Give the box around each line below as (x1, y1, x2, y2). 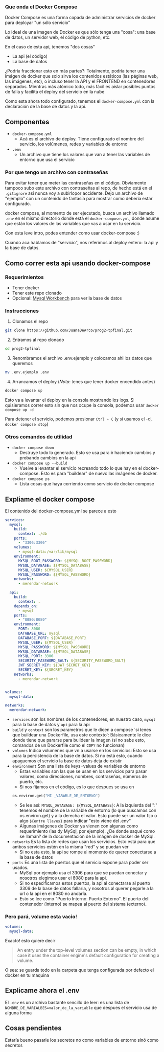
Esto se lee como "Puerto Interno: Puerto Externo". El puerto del (19, 896, 149, 901)
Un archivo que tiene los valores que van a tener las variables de (19, 152, 150, 158)
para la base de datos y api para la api (12, 722, 90, 728)
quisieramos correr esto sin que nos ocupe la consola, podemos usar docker (5, 402, 159, 408)
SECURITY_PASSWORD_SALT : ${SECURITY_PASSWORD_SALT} (18, 658, 126, 663)
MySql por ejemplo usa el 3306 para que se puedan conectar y (19, 870, 147, 875)
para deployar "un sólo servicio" (5, 20, 70, 25)
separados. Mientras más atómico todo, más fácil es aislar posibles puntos (5, 84, 156, 90)
